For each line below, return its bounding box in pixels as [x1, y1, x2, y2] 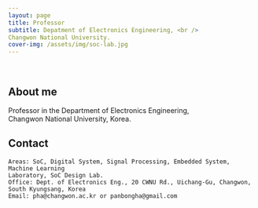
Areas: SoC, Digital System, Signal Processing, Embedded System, [8, 158, 230, 166]
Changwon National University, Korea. [8, 114, 131, 123]
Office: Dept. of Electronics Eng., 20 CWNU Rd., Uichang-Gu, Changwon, [8, 178, 252, 186]
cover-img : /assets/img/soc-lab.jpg [8, 41, 128, 49]
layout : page [8, 11, 51, 20]
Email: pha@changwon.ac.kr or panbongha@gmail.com [8, 192, 178, 200]
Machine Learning [8, 164, 65, 173]
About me [8, 85, 57, 98]
